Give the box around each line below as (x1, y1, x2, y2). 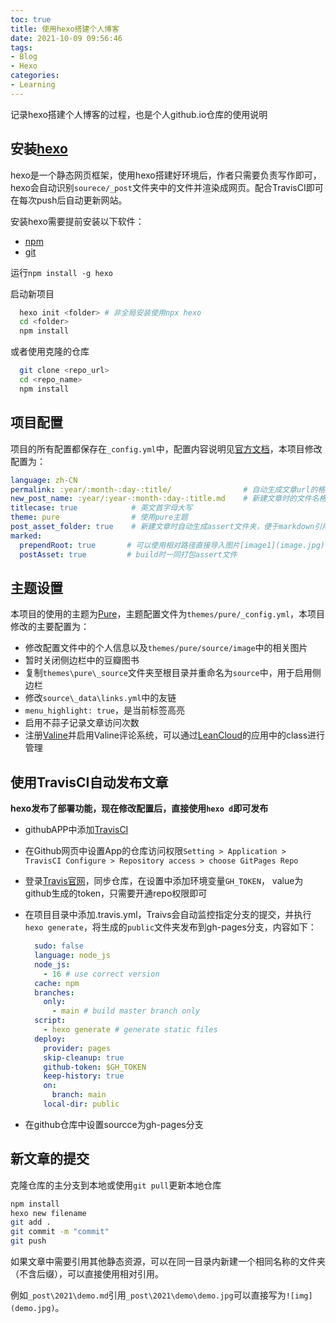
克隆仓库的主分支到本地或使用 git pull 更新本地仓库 (10, 1179, 222, 1191)
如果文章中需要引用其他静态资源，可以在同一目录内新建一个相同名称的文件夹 (10, 1256, 326, 1268)
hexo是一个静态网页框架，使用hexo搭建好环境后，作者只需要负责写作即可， (10, 169, 322, 181)
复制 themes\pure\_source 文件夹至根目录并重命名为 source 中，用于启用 (24, 667, 313, 679)
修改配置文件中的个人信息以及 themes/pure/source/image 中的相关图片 (24, 642, 308, 654)
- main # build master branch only (51, 1006, 201, 1016)
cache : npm (34, 978, 80, 988)
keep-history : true (43, 1071, 125, 1081)
